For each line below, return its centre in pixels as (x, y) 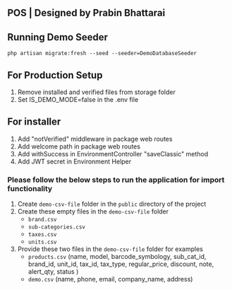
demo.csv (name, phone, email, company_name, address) (110, 279)
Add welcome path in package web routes (79, 146)
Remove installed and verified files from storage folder (97, 92)
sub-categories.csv (57, 227)
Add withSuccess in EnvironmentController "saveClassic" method (113, 153)
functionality (30, 188)
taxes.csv (43, 235)
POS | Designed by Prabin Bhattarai (86, 13)
